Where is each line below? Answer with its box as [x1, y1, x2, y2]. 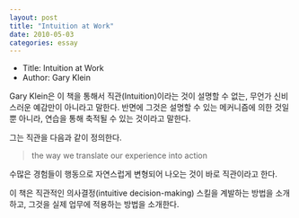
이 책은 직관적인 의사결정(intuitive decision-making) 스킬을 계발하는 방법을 [9, 187, 274, 198]
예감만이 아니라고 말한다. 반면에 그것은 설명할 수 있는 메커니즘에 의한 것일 [32, 102, 290, 113]
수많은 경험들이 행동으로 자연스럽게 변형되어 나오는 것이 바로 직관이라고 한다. [9, 169, 278, 179]
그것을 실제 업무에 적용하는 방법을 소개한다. [28, 199, 180, 210]
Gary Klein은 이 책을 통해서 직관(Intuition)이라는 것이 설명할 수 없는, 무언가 [9, 91, 272, 101]
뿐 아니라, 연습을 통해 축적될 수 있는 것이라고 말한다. [9, 113, 191, 124]
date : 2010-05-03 [9, 30, 75, 39]
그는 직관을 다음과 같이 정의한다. [9, 132, 123, 144]
